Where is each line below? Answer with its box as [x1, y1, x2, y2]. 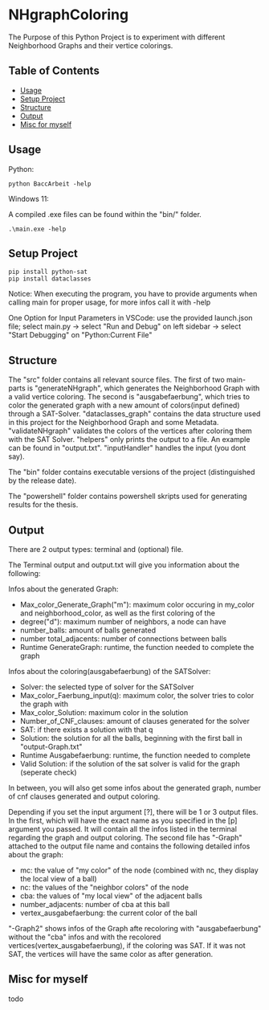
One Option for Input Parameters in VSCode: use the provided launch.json [8, 313, 253, 323]
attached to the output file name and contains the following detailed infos [8, 841, 251, 851]
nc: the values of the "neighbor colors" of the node [19, 882, 189, 892]
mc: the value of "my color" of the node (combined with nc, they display [19, 865, 259, 875]
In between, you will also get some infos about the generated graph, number [8, 783, 261, 792]
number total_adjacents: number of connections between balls [19, 634, 227, 644]
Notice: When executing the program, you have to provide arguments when [8, 289, 258, 299]
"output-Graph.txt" [19, 742, 83, 751]
